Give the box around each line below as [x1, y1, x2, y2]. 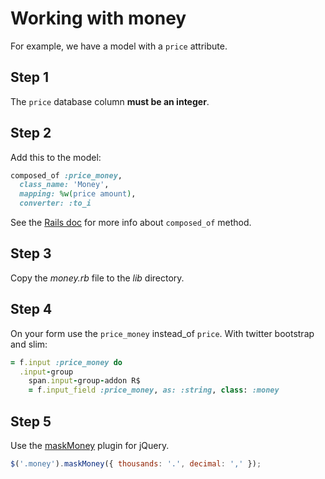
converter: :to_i [19, 198, 92, 209]
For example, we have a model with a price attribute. [10, 40, 228, 52]
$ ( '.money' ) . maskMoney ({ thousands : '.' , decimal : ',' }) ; [10, 459, 262, 469]
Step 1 [10, 69, 50, 86]
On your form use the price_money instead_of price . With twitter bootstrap [10, 327, 315, 339]
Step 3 [10, 245, 52, 262]
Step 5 [10, 413, 52, 430]
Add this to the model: [10, 151, 102, 163]
